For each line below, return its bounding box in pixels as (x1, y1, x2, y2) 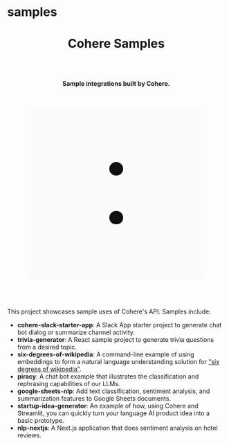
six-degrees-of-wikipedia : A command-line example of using (17, 350, 195, 358)
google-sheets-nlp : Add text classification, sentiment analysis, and (17, 387, 210, 395)
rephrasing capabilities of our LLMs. (17, 380, 120, 388)
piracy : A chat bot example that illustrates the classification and (17, 372, 199, 381)
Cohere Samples (68, 36, 165, 52)
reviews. (17, 431, 42, 439)
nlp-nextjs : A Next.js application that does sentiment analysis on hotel (17, 424, 218, 433)
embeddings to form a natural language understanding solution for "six (17, 358, 220, 366)
